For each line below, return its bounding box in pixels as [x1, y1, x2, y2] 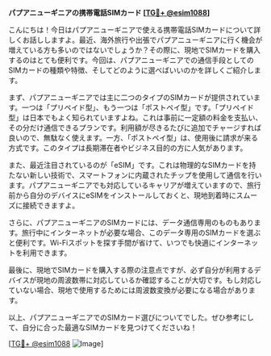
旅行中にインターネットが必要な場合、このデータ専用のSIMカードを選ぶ [21, 228, 261, 237]
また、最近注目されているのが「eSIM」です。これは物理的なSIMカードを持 [8, 161, 256, 170]
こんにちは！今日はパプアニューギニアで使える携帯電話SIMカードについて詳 [8, 25, 261, 35]
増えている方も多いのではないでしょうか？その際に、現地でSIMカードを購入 [8, 45, 261, 55]
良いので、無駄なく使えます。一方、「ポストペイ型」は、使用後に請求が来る [8, 133, 259, 142]
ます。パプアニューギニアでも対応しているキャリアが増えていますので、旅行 [8, 181, 261, 190]
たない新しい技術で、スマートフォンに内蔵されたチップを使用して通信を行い [8, 170, 262, 180]
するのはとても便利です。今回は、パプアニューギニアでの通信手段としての [8, 56, 254, 65]
